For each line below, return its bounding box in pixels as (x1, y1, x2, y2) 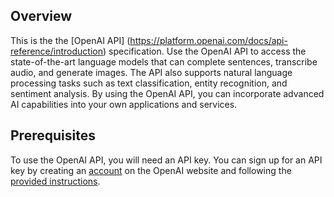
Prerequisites (10, 127, 96, 144)
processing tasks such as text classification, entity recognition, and (10, 77, 288, 89)
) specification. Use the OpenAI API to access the (102, 45, 307, 57)
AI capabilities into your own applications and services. (10, 98, 238, 110)
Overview (10, 8, 73, 25)
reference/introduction (10, 45, 103, 57)
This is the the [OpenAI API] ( (10, 34, 131, 46)
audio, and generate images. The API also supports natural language (10, 66, 293, 78)
